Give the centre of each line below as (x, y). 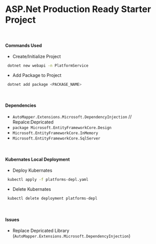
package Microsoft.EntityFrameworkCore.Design (62, 128)
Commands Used (24, 45)
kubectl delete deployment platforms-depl (52, 199)
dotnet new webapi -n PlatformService (48, 66)
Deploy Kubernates (32, 170)
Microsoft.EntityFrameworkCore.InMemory (55, 133)
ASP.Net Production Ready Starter (78, 9)
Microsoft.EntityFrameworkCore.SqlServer (56, 139)
